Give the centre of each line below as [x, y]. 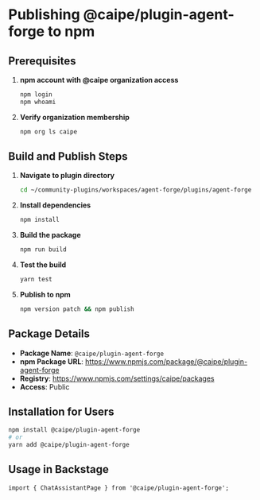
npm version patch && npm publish [77, 309]
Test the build [43, 265]
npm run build [43, 250]
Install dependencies [55, 205]
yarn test [36, 280]
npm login [36, 95]
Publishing [45, 15]
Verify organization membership [74, 117]
